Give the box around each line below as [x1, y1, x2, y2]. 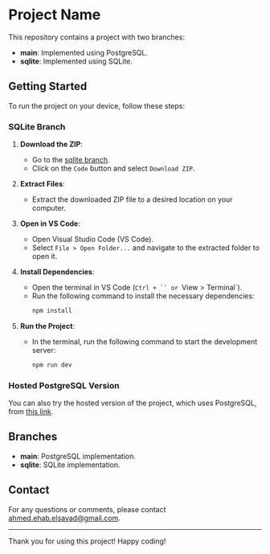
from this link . [8, 407, 54, 417]
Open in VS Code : [19, 219, 80, 228]
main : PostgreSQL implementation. [19, 451, 137, 461]
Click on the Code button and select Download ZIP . [31, 163, 195, 174]
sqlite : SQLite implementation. [19, 460, 121, 470]
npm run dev [31, 360, 72, 369]
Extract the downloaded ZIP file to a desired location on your [31, 195, 233, 204]
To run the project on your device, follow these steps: [8, 101, 185, 110]
